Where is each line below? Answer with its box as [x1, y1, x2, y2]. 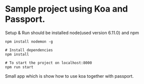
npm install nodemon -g [5, 39, 53, 44]
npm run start [5, 65, 34, 69]
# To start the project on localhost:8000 [5, 60, 92, 65]
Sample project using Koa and [5, 3, 128, 15]
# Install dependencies [5, 48, 53, 52]
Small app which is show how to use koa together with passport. [5, 73, 134, 79]
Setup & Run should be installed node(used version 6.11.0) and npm [5, 30, 139, 35]
